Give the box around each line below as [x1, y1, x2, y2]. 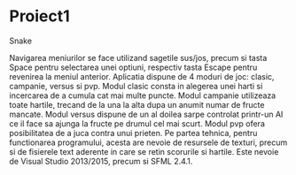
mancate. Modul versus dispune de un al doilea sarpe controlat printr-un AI [9, 109, 284, 119]
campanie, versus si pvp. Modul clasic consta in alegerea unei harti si [9, 80, 263, 91]
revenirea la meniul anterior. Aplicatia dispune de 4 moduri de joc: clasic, [9, 71, 275, 81]
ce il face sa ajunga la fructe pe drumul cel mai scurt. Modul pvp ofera [9, 118, 266, 129]
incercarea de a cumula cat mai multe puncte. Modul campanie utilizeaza [9, 90, 277, 101]
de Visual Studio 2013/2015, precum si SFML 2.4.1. [9, 156, 193, 166]
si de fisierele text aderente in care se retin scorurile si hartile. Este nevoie [9, 146, 279, 156]
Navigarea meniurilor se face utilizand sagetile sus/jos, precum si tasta [9, 52, 268, 63]
